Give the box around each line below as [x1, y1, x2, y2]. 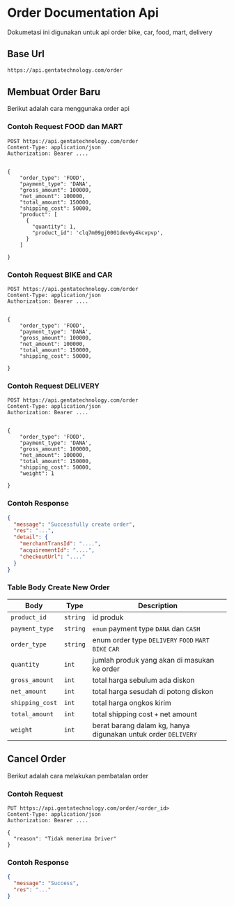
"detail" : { [13, 534, 49, 541]
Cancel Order [7, 753, 66, 765]
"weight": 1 [19, 470, 54, 477]
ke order [92, 664, 120, 674]
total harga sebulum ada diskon [92, 675, 195, 685]
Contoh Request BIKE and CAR [7, 270, 113, 280]
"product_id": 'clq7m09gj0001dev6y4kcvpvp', [32, 229, 164, 236]
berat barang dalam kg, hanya [92, 720, 190, 730]
